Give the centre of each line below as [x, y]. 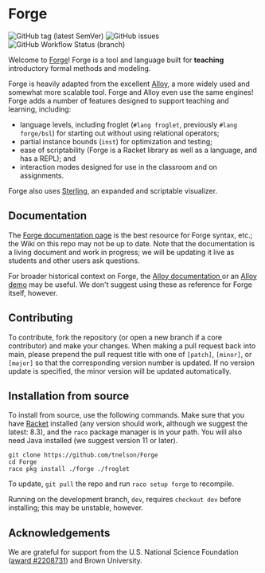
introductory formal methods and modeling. [80, 68]
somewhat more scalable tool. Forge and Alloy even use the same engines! [131, 92]
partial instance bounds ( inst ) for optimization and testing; [116, 141]
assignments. [42, 175]
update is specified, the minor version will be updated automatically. [120, 371]
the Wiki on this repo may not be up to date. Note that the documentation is [132, 243]
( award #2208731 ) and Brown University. [76, 561]
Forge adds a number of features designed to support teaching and [119, 100]
